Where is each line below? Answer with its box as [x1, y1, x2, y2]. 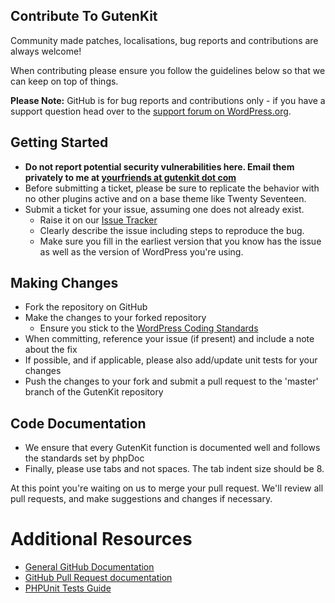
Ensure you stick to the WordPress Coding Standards [39, 322, 259, 334]
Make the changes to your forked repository [24, 312, 207, 324]
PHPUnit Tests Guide [24, 582, 112, 594]
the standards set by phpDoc [24, 452, 145, 464]
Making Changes [10, 275, 119, 292]
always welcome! [10, 45, 82, 57]
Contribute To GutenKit [10, 8, 158, 25]
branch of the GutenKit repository [24, 386, 164, 398]
